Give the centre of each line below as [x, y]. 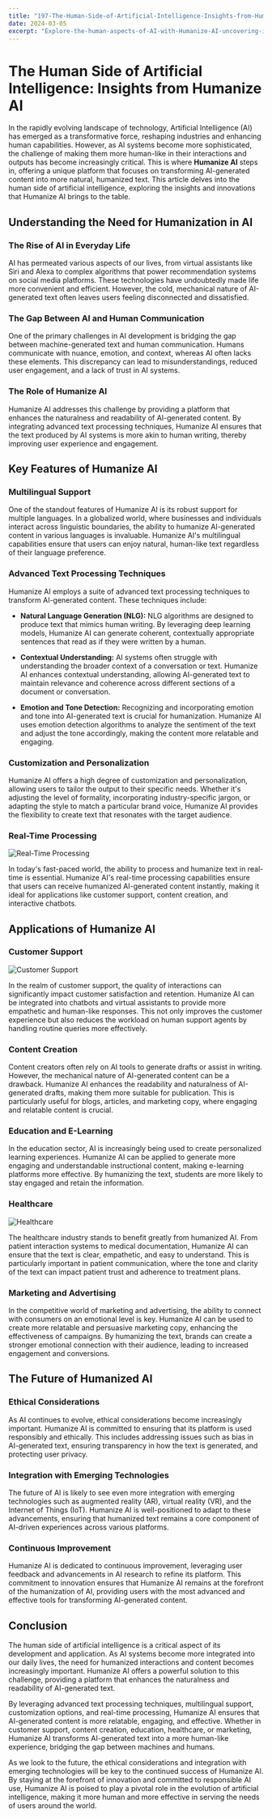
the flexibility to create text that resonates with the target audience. [120, 814]
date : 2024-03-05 [38, 23]
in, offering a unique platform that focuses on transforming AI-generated [129, 171]
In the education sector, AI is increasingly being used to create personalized [135, 1149]
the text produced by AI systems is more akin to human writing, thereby [127, 435]
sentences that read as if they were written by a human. [113, 642]
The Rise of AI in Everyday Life [70, 245]
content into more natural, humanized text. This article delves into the [124, 180]
